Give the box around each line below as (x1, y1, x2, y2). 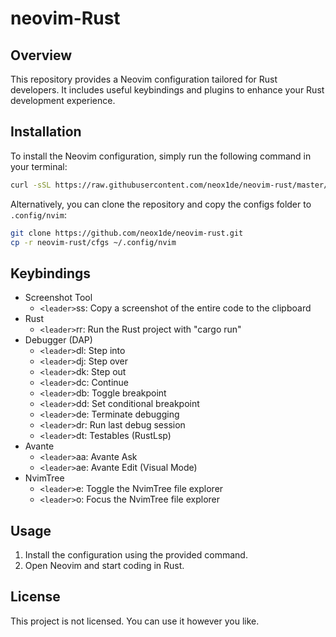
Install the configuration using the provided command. (24, 549, 248, 561)
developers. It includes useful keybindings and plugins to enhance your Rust (10, 84, 325, 96)
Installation (10, 123, 82, 141)
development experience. (10, 95, 116, 106)
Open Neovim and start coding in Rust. (24, 560, 185, 572)
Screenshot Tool (24, 292, 93, 304)
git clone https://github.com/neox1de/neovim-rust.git (10, 228, 244, 238)
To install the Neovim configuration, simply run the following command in (10, 150, 312, 162)
